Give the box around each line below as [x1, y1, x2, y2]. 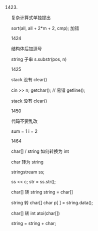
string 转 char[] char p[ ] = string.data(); [11, 200, 93, 205]
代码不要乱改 [11, 118, 37, 124]
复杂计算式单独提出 [11, 15, 51, 21]
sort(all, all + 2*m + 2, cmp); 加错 [11, 25, 79, 31]
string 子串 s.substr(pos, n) [11, 56, 67, 62]
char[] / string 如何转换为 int [11, 148, 69, 154]
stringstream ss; [11, 169, 44, 175]
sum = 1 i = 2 [11, 128, 37, 134]
